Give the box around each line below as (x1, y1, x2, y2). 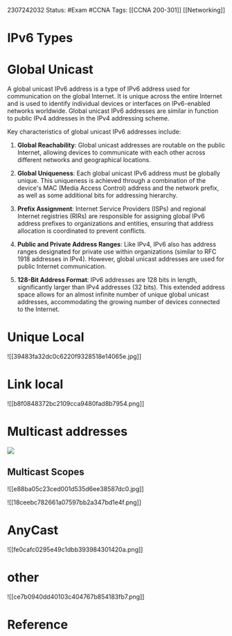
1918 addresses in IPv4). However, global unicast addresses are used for (17, 255, 225, 263)
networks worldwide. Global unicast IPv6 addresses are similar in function (7, 107, 219, 115)
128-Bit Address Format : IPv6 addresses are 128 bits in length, (17, 276, 197, 284)
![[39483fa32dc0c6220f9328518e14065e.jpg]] (7, 353, 142, 361)
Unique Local (7, 329, 84, 345)
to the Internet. (17, 305, 60, 314)
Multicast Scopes (7, 466, 84, 478)
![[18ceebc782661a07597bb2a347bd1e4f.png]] (7, 498, 142, 506)
